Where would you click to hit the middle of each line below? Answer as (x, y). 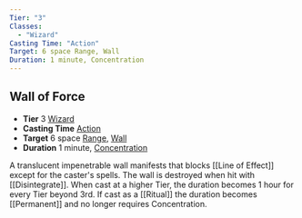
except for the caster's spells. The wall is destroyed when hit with (132, 174)
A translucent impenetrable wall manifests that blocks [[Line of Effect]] (142, 165)
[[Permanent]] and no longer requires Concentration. (108, 203)
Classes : (26, 26)
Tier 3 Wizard (48, 118)
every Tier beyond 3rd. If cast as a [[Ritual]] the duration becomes (133, 194)
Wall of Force (47, 97)
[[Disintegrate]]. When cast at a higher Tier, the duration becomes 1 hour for (151, 184)
